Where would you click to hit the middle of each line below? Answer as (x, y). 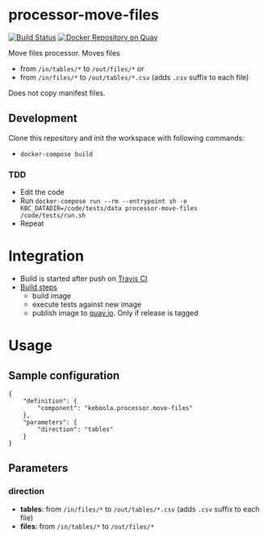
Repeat (32, 223)
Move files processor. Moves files (64, 53)
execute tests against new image (87, 304)
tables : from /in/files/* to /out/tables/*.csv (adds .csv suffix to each (140, 509)
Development (43, 119)
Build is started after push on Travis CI (84, 278)
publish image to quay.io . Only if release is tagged (115, 312)
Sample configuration (64, 375)
